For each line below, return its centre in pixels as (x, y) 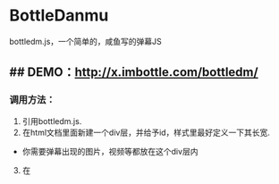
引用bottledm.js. (52, 121)
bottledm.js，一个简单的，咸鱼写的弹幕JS (86, 41)
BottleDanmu (59, 16)
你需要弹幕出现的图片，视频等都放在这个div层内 (110, 151)
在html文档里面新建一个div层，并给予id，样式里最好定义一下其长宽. (146, 132)
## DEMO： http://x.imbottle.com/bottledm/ (134, 72)
